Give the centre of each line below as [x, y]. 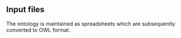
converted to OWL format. [38, 30]
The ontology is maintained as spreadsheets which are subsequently [91, 23]
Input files [25, 10]
